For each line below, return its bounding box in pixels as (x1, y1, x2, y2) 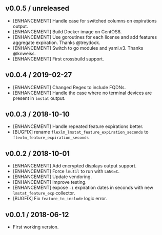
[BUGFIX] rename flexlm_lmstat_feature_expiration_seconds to (12, 129, 149, 135)
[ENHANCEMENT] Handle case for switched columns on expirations (12, 17, 157, 24)
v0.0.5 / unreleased (5, 4, 69, 13)
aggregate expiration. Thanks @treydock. (12, 39, 100, 46)
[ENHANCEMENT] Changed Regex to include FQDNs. (12, 84, 126, 90)
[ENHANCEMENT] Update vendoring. (12, 174, 92, 180)
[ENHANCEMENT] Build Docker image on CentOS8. (12, 28, 122, 35)
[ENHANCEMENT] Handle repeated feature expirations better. (12, 123, 144, 130)
